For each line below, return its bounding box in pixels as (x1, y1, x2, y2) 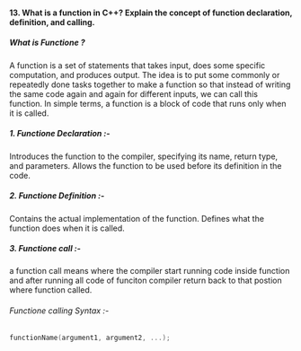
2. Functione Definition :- (9, 190, 105, 201)
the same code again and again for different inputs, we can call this (9, 88, 259, 99)
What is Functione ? (9, 37, 85, 48)
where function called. (9, 285, 93, 295)
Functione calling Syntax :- (9, 305, 110, 316)
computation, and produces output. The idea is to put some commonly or (9, 69, 280, 80)
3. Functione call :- (9, 243, 81, 254)
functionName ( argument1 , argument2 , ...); (9, 333, 171, 342)
